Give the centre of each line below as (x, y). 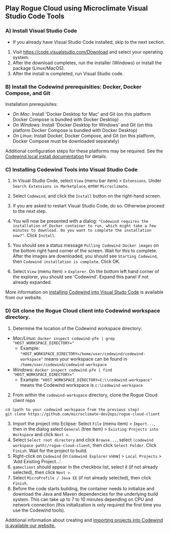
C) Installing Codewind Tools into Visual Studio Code (72, 169)
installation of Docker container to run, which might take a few (84, 226)
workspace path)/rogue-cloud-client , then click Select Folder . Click (84, 445)
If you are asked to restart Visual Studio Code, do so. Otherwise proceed (89, 206)
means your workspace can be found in (86, 359)
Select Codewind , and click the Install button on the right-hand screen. (87, 196)
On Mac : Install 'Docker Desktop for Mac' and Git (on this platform (82, 114)
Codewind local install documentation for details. (56, 156)
